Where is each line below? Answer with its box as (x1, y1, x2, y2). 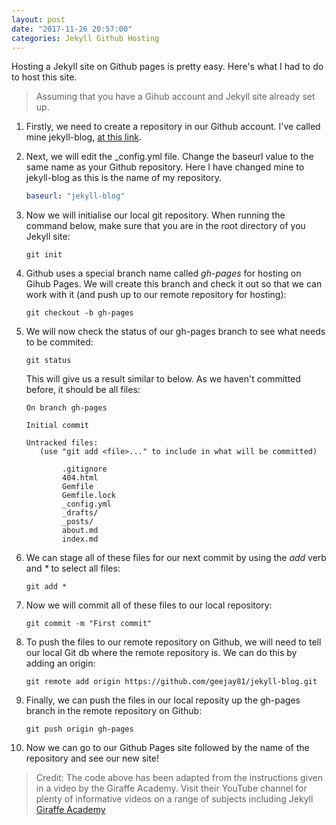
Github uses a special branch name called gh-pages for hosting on (25, 267, 302, 280)
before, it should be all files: (25, 384, 141, 396)
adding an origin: (25, 657, 96, 670)
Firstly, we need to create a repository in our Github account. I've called (25, 121, 321, 133)
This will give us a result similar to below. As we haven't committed (25, 373, 301, 385)
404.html (62, 473, 99, 483)
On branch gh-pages (25, 403, 108, 413)
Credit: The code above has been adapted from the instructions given (35, 772, 323, 784)
